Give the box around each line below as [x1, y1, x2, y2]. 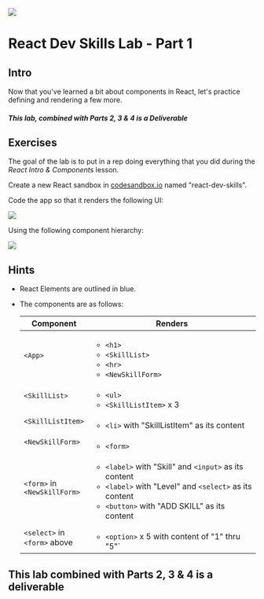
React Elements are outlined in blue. [19, 284, 136, 294]
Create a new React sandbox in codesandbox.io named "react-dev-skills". [8, 180, 247, 190]
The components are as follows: [19, 299, 124, 309]
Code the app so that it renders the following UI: [8, 196, 163, 205]
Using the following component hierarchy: [8, 226, 144, 235]
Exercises [8, 135, 57, 149]
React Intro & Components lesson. [8, 165, 119, 175]
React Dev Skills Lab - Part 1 [8, 35, 193, 53]
